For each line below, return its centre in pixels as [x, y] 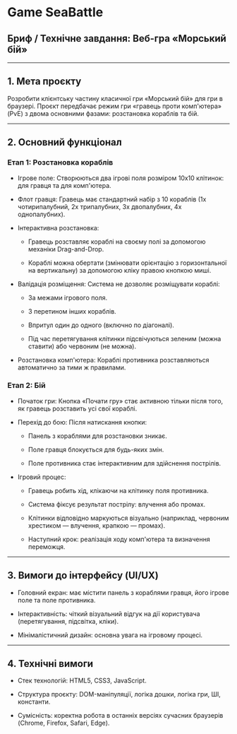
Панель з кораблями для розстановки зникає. [98, 436]
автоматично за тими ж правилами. [72, 367]
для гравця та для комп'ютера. [64, 185]
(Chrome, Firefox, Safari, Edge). [63, 723]
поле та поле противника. [56, 600]
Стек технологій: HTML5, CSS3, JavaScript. [82, 681]
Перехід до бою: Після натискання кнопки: [82, 422]
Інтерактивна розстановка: [58, 227]
